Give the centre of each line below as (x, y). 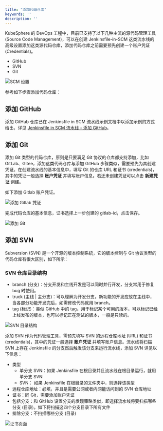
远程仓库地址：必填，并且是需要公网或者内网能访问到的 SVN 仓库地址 (82, 389)
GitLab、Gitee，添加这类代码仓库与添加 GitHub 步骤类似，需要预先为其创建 (80, 163)
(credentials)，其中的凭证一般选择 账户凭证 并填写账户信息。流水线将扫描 (79, 342)
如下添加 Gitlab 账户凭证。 (31, 192)
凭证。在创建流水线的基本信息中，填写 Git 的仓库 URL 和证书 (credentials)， (81, 170)
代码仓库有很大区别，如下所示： (37, 259)
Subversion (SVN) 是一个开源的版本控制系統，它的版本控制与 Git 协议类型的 (81, 253)
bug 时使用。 (25, 291)
